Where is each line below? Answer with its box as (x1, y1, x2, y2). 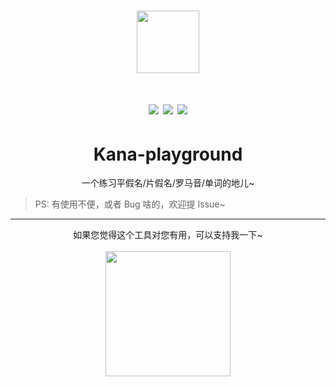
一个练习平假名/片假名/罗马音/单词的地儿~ (81, 177, 255, 189)
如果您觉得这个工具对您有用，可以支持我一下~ (73, 229, 263, 241)
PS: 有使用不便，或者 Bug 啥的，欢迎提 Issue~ (34, 198, 226, 210)
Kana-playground (93, 143, 243, 165)
